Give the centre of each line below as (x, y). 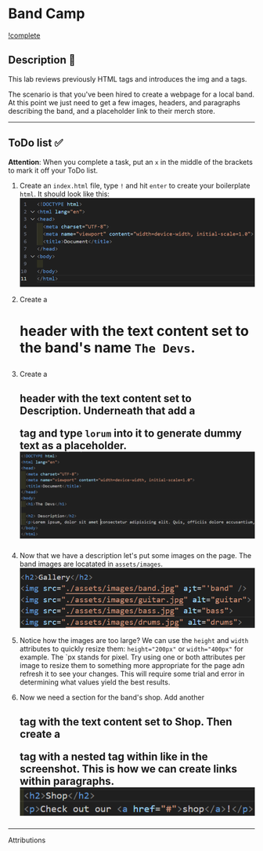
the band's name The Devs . (107, 347)
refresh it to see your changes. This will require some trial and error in (132, 674)
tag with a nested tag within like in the (114, 756)
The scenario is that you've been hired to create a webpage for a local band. (131, 94)
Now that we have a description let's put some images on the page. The (135, 555)
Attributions (27, 840)
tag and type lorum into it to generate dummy (131, 434)
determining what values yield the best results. (95, 682)
